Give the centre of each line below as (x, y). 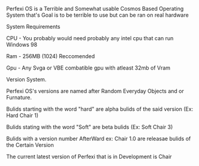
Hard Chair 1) (22, 115)
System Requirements (33, 27)
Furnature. (19, 97)
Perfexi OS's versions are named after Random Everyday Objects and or (95, 91)
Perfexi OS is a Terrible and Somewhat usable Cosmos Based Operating (95, 9)
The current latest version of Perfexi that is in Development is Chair (89, 156)
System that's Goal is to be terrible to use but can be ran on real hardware (97, 15)
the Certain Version (30, 145)
